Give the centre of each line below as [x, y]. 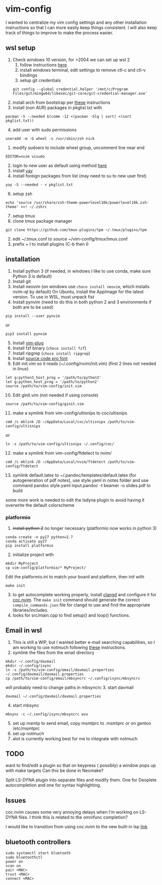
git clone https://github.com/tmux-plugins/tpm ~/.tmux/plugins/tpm [76, 230]
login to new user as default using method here [60, 165]
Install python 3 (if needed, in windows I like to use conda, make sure [81, 271]
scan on [13, 866]
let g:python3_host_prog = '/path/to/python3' [53, 377]
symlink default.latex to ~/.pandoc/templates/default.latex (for [74, 475]
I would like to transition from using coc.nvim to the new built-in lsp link [76, 827]
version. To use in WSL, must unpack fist [53, 296]
